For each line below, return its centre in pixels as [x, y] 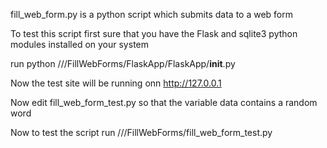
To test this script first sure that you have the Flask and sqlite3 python [154, 33]
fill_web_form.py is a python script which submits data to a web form [151, 14]
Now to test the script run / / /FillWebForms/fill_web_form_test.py [141, 132]
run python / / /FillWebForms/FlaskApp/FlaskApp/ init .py [123, 63]
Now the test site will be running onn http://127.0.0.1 [116, 83]
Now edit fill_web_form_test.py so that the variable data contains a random [164, 102]
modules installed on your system [79, 44]
